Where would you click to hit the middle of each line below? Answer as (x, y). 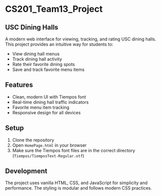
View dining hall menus (36, 54)
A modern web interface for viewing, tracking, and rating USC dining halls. (81, 39)
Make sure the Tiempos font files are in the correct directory (74, 150)
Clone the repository (33, 140)
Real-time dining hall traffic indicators (50, 102)
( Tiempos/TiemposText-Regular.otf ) (48, 156)
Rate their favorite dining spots (43, 64)
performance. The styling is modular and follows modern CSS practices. (79, 188)
